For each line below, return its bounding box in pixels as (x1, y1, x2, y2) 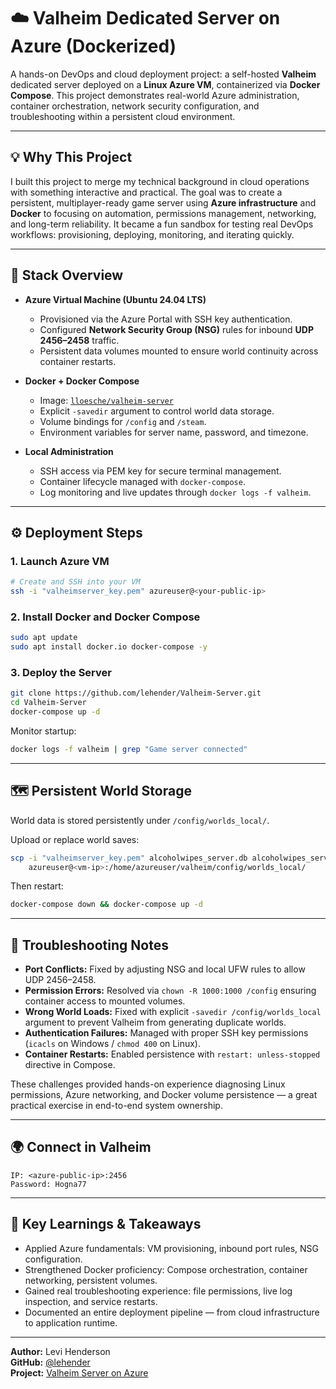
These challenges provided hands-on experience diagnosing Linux (10, 1078, 286, 1090)
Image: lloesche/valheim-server (39, 394, 174, 406)
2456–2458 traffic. (39, 334, 120, 346)
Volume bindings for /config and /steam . (39, 415, 207, 427)
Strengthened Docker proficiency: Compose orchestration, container (24, 1263, 308, 1275)
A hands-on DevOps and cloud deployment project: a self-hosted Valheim (10, 68, 317, 80)
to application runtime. (24, 1316, 118, 1329)
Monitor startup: (10, 725, 77, 737)
